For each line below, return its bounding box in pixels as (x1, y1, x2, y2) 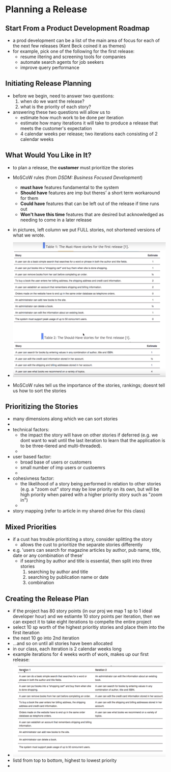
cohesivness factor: (12, 475, 54, 481)
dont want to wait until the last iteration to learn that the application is (20, 438, 165, 444)
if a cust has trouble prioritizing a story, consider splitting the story (12, 536, 153, 543)
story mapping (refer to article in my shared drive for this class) (12, 508, 146, 514)
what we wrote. (12, 232, 45, 238)
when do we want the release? (20, 98, 85, 104)
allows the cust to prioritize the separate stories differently (20, 542, 143, 548)
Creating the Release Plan (5, 594, 89, 603)
